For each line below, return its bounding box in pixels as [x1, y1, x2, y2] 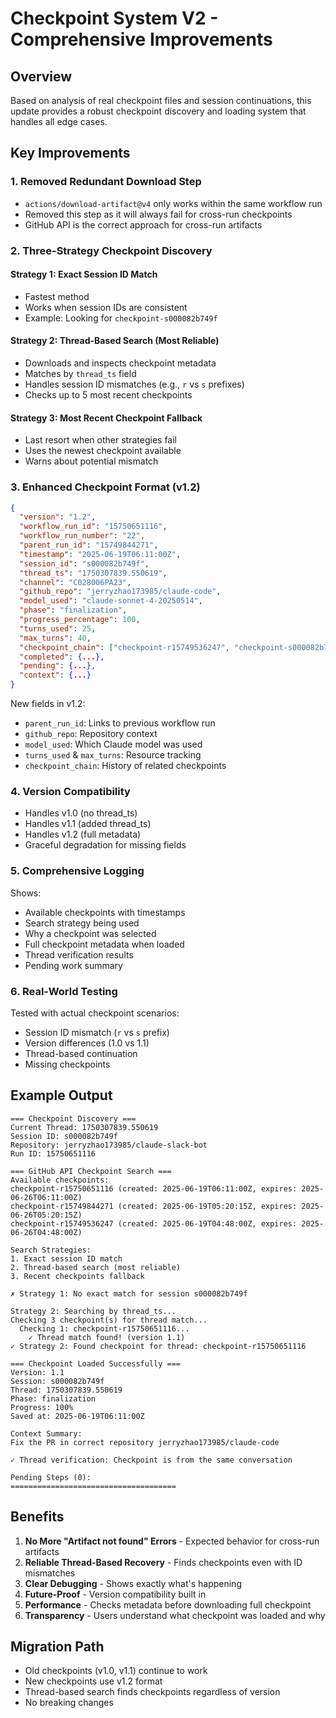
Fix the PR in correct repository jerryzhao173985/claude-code [10, 1437, 280, 1447]
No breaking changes [24, 1697, 114, 1709]
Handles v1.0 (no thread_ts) [24, 807, 138, 819]
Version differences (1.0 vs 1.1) [24, 1037, 150, 1049]
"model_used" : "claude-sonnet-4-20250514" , [19, 596, 203, 606]
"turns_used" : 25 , [19, 623, 97, 634]
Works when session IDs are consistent [24, 301, 188, 313]
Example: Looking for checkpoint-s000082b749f [24, 312, 218, 324]
